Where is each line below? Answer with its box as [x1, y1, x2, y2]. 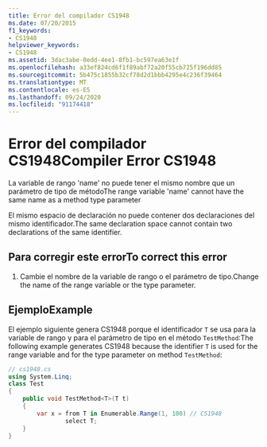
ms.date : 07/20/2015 [8, 19, 77, 27]
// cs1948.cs [8, 365, 52, 373]
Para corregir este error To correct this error [8, 250, 228, 264]
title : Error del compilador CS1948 [8, 11, 130, 20]
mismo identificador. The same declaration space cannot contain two [8, 219, 233, 229]
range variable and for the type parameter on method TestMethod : [8, 350, 222, 359]
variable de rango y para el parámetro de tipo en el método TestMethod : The [8, 332, 254, 343]
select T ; [64, 417, 98, 425]
